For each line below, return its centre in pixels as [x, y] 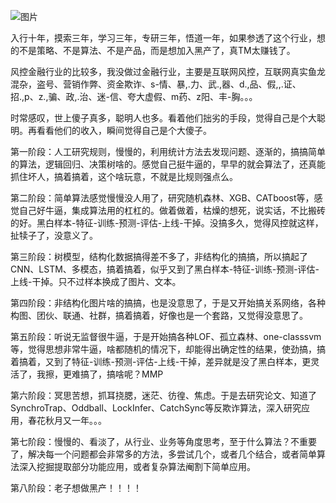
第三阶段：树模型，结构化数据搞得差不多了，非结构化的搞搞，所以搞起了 [159, 256]
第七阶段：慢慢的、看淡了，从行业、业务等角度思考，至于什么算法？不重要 [163, 441]
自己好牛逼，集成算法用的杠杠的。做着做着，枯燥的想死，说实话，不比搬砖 [172, 210]
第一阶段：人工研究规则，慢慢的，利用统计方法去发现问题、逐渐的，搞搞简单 [168, 151]
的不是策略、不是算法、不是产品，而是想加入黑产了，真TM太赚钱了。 [153, 50]
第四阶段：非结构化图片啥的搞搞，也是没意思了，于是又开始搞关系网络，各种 [168, 303]
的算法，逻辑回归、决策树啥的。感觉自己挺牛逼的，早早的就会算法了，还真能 [168, 164]
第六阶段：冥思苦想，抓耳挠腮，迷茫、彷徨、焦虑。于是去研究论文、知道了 [163, 395]
